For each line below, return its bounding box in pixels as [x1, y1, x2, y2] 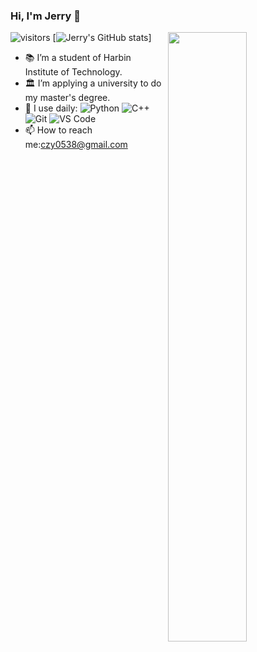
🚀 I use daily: [24, 102, 78, 114]
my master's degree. [24, 92, 111, 104]
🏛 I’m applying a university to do [24, 77, 162, 89]
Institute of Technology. [24, 66, 123, 78]
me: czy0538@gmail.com [24, 139, 128, 151]
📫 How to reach [24, 124, 93, 136]
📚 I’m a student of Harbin [24, 52, 132, 64]
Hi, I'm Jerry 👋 [10, 9, 81, 23]
